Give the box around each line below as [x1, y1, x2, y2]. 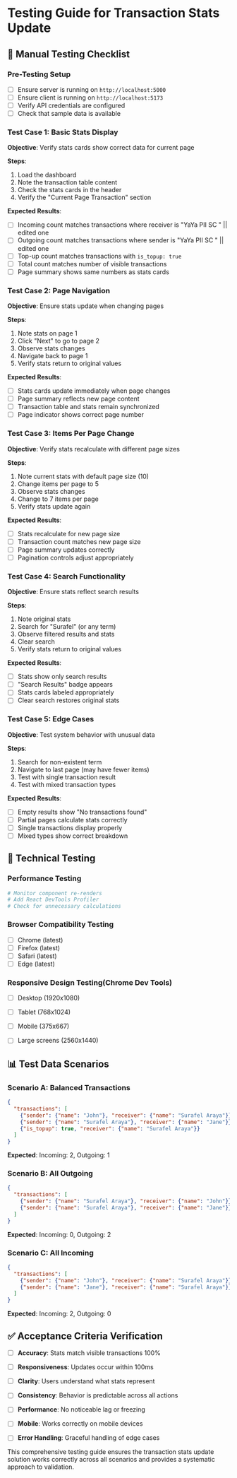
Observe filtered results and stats [17, 630, 115, 639]
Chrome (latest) [17, 935, 63, 944]
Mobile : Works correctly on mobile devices [17, 1419, 143, 1428]
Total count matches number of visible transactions [17, 259, 167, 268]
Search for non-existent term [17, 757, 102, 766]
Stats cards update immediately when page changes [17, 386, 171, 395]
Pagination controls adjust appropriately [17, 553, 134, 562]
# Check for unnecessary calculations [7, 903, 121, 910]
